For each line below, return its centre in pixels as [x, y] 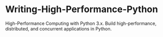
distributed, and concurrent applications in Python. [59, 28]
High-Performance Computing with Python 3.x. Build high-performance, [81, 23]
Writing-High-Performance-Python [82, 9]
